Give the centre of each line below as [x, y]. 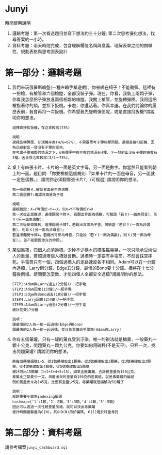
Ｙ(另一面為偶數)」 [29, 219]
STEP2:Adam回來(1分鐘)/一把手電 [42, 289]
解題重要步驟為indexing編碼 [37, 396]
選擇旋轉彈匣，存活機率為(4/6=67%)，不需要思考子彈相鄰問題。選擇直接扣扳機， [81, 142]
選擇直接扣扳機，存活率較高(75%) [41, 128]
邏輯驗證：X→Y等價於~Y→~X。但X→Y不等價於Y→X [53, 209]
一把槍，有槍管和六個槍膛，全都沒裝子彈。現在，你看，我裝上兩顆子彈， [84, 93]
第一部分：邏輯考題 [43, 73]
